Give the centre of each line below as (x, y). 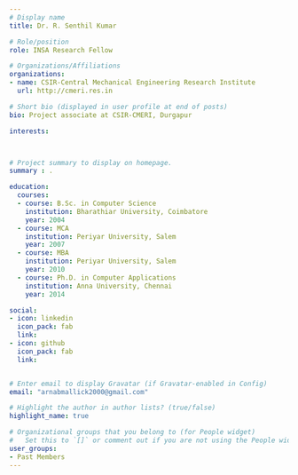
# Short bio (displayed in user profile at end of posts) (118, 107)
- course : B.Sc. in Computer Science (87, 203)
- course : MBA (43, 253)
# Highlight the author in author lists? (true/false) (113, 408)
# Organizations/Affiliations (65, 66)
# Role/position (39, 42)
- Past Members (37, 457)
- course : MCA (43, 228)
